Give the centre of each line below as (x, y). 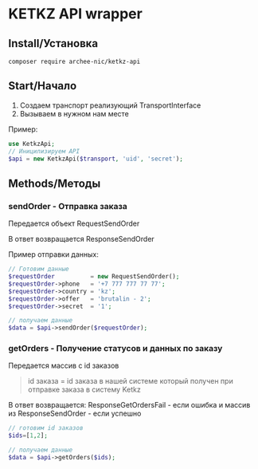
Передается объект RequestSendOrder (74, 223)
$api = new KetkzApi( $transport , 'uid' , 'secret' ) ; (96, 159)
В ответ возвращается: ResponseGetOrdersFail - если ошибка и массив (129, 405)
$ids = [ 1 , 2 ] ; (28, 436)
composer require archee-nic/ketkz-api (74, 61)
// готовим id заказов (46, 428)
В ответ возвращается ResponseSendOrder (82, 239)
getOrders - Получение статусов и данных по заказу (115, 349)
